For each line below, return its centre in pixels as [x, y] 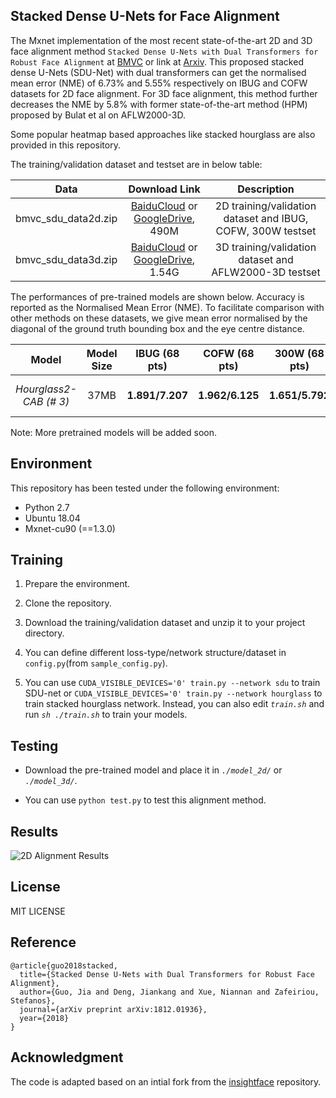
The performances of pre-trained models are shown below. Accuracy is [157, 296]
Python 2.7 [47, 507]
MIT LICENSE [38, 911]
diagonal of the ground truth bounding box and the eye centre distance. [157, 328]
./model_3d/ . [51, 781]
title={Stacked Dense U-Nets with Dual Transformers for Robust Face [167, 974]
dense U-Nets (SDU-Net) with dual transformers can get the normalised [158, 72]
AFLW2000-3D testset [266, 272]
